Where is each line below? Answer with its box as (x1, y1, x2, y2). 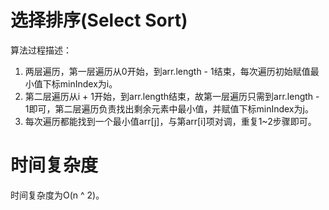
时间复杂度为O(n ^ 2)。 (10, 189, 105, 201)
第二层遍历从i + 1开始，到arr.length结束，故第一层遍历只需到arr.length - (24, 90, 320, 102)
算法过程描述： (10, 44, 72, 56)
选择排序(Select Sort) (10, 9, 188, 32)
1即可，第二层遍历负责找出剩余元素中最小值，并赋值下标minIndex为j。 (24, 102, 314, 115)
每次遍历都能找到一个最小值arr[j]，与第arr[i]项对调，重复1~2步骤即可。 (24, 115, 317, 127)
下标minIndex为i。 (42, 77, 118, 90)
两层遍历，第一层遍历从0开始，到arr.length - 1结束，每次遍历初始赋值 (24, 65, 311, 77)
